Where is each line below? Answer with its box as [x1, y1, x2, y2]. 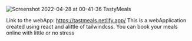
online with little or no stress [6, 29, 75, 36]
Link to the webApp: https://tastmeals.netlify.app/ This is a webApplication [6, 17, 187, 23]
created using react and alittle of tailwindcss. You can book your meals [6, 23, 178, 30]
